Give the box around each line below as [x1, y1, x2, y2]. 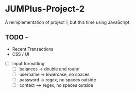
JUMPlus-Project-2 [5, 3, 85, 14]
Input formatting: [12, 60, 46, 66]
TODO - [5, 33, 28, 41]
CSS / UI [12, 51, 30, 57]
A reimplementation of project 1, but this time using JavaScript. [5, 19, 131, 25]
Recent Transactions [12, 46, 53, 52]
